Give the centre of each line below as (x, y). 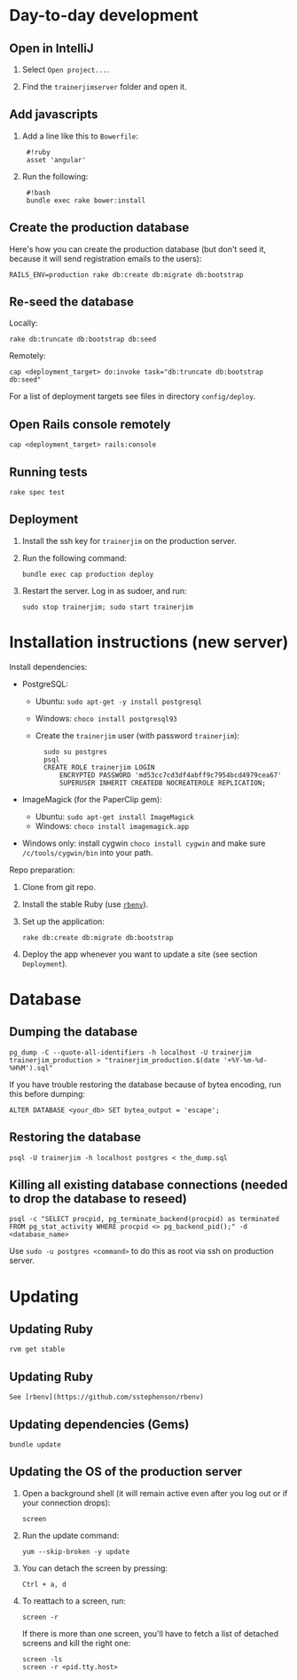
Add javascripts (54, 115)
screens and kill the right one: (76, 1643)
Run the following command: (74, 558)
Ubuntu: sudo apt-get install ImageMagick (115, 816)
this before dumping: (47, 1093)
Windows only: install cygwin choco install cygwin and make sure (144, 843)
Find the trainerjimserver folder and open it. (105, 87)
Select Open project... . (66, 69)
